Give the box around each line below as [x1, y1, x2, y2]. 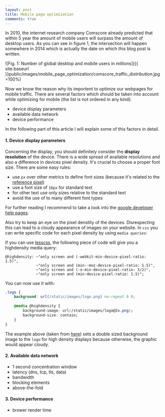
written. [5, 51, 21, 57]
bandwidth [12, 374, 34, 380]
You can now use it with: [5, 280, 55, 286]
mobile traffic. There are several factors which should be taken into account [5, 91, 159, 97]
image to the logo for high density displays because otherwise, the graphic [5, 336, 157, 342]
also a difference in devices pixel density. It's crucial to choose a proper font [5, 159, 160, 165]
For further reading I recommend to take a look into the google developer [5, 204, 154, 210]
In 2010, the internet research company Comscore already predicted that [5, 30, 153, 36]
